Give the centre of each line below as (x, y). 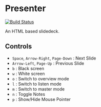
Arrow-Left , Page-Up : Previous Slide (48, 63)
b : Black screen (28, 68)
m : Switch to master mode (38, 89)
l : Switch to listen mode (37, 84)
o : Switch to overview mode (40, 78)
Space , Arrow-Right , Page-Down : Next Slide (54, 58)
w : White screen (28, 74)
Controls (19, 46)
